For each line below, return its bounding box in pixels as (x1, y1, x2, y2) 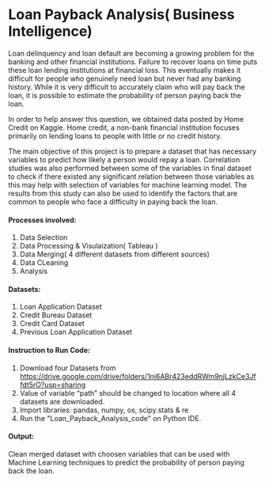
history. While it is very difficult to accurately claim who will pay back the (8, 82, 245, 92)
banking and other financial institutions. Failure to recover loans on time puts (8, 57, 258, 66)
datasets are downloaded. (19, 397, 105, 406)
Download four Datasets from (19, 362, 116, 373)
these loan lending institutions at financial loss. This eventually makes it (8, 65, 241, 74)
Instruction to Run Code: (8, 345, 91, 355)
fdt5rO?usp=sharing (19, 380, 86, 389)
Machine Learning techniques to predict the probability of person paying (8, 457, 245, 467)
